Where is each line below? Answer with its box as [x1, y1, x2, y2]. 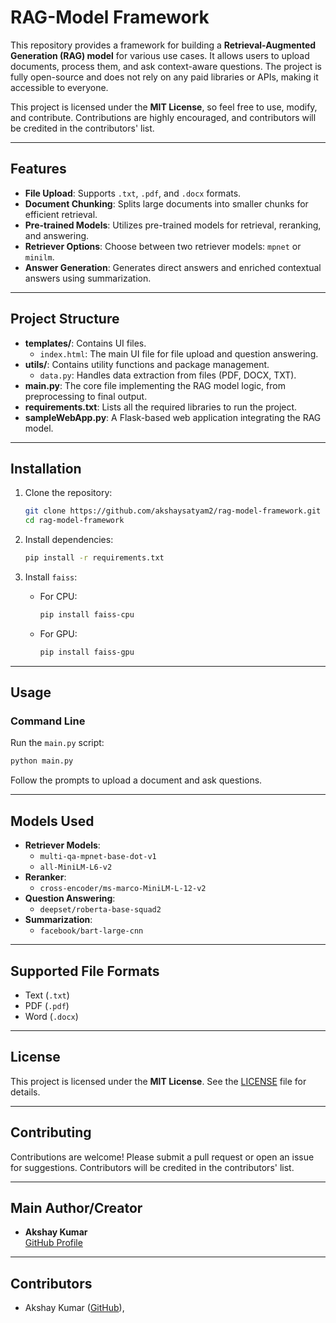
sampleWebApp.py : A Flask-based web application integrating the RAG [24, 411, 322, 423]
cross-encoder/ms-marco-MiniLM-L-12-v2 [39, 884, 207, 894]
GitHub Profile [24, 1237, 83, 1249]
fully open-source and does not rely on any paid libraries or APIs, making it [10, 71, 319, 83]
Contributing [10, 1124, 92, 1141]
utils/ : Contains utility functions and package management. [24, 358, 270, 370]
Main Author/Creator [10, 1199, 143, 1216]
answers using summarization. [24, 272, 152, 284]
